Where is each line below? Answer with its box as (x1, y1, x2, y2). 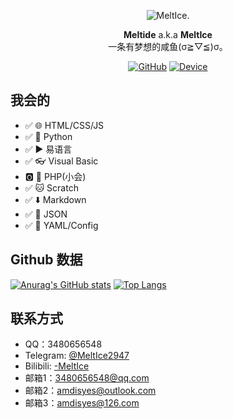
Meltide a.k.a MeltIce (123, 29, 213, 40)
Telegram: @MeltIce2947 (24, 350, 130, 362)
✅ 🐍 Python (24, 130, 73, 142)
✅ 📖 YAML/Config (24, 219, 99, 231)
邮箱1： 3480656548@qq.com (24, 372, 150, 384)
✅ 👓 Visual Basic (24, 155, 99, 167)
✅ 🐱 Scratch (24, 181, 79, 194)
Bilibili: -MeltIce (24, 360, 90, 372)
